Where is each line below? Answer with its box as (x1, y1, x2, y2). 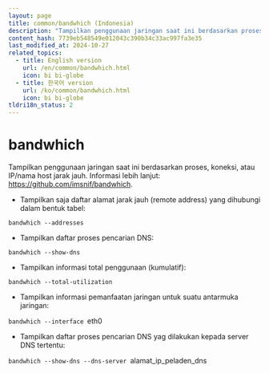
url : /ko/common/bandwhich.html (22, 86, 130, 95)
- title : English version (15, 57, 102, 65)
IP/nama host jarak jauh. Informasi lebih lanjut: (8, 171, 161, 180)
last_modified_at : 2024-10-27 (8, 42, 110, 50)
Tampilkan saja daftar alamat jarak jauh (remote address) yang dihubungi (19, 195, 261, 205)
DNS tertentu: (19, 340, 66, 350)
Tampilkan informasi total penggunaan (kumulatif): (19, 262, 187, 273)
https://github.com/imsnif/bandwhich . (8, 180, 134, 189)
